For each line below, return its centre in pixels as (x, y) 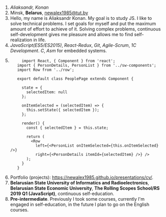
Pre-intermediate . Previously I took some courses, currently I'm (77, 199)
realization (21, 40)
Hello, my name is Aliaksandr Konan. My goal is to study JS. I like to (81, 18)
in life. (39, 40)
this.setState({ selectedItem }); (63, 110)
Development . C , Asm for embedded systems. (58, 51)
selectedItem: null (47, 92)
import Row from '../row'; (46, 70)
